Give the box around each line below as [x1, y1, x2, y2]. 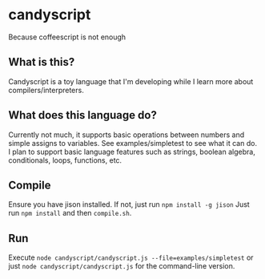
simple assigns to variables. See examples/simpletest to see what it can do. [8, 138, 258, 148]
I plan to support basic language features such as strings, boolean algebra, [8, 147, 256, 156]
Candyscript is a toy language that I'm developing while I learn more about [8, 76, 254, 86]
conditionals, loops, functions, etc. [8, 155, 122, 165]
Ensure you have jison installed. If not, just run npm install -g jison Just [8, 200, 250, 209]
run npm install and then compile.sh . [8, 208, 132, 218]
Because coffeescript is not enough [8, 32, 126, 42]
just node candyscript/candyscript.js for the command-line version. [8, 261, 235, 271]
